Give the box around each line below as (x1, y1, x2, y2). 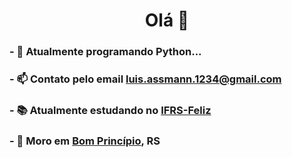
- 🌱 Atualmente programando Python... (9, 45, 202, 59)
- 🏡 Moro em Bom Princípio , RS (9, 134, 161, 148)
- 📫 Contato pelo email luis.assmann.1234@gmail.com (9, 72, 282, 86)
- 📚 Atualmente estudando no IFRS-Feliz (9, 103, 212, 117)
